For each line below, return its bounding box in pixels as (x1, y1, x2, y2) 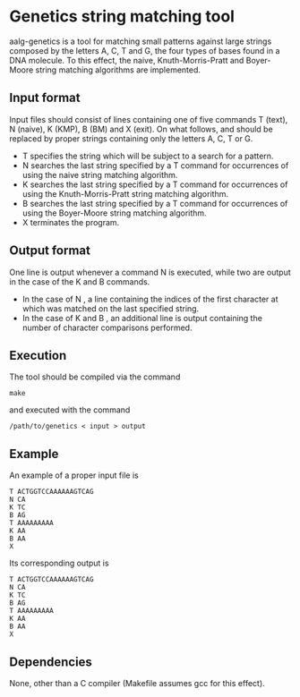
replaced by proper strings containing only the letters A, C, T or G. (9, 132, 253, 144)
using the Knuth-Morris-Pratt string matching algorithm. (21, 188, 228, 199)
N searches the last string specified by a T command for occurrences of (21, 159, 289, 171)
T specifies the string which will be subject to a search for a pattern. (21, 150, 274, 161)
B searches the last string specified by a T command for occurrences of (21, 198, 288, 208)
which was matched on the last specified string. (21, 302, 200, 314)
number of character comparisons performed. (21, 322, 193, 333)
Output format (9, 243, 91, 259)
